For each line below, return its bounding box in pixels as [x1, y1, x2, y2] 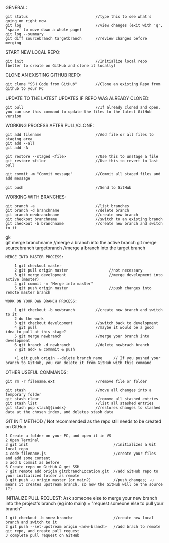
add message [5, 176, 30, 181]
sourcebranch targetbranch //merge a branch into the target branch [5, 245, 146, 251]
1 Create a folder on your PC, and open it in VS [5, 433, 112, 438]
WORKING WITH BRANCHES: [5, 194, 66, 200]
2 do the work [14, 316, 44, 321]
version [5, 114, 22, 119]
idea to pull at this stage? [5, 329, 66, 334]
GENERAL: [5, 5, 27, 10]
